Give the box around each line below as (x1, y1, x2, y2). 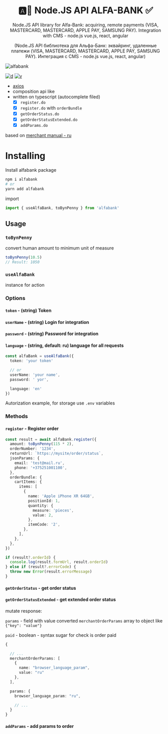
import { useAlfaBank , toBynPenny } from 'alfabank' (5, 205, 120, 210)
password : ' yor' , (10, 377, 49, 382)
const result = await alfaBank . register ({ (5, 437, 97, 442)
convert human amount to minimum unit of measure (5, 245, 114, 251)
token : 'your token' (10, 359, 53, 364)
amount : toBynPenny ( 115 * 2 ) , (10, 442, 74, 447)
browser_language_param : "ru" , (14, 693, 81, 698)
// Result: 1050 (5, 260, 40, 265)
